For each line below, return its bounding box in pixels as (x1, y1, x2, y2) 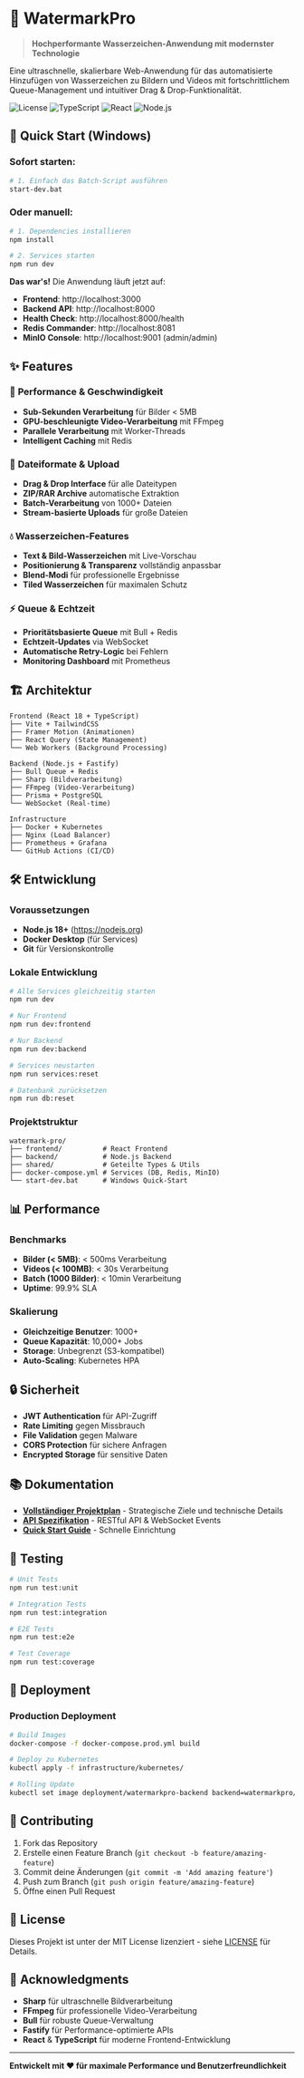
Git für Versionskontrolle (22, 943, 115, 954)
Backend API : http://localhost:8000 (22, 304, 156, 314)
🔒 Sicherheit (9, 1382, 80, 1397)
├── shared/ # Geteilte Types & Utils (9, 1160, 201, 1169)
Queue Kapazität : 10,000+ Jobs (22, 1336, 143, 1347)
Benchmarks (9, 1232, 67, 1245)
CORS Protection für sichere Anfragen (22, 1440, 167, 1451)
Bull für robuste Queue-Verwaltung (22, 2015, 154, 2026)
